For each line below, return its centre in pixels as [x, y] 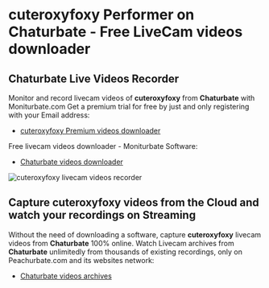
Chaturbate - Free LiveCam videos [126, 32]
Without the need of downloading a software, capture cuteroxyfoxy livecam [135, 234]
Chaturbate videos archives [66, 276]
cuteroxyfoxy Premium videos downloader [90, 131]
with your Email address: [49, 115]
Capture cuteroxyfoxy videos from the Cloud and [134, 203]
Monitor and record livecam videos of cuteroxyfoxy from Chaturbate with [132, 98]
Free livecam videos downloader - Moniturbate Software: [103, 146]
